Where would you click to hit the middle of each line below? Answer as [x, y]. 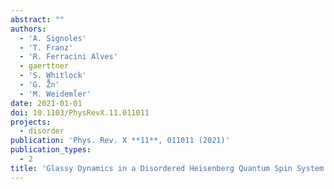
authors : [28, 29]
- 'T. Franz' [46, 47]
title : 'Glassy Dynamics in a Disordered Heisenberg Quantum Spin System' [169, 168]
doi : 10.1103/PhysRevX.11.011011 [80, 112]
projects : [31, 122]
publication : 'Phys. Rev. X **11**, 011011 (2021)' [120, 141]
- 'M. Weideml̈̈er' [55, 94]
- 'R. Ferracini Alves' [68, 57]
